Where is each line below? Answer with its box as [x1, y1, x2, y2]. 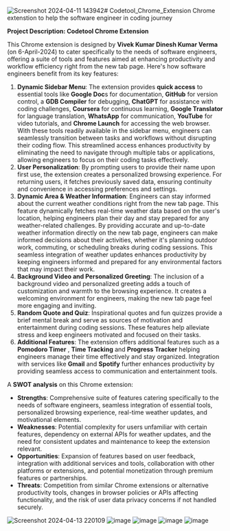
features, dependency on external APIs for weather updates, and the [16, 430, 211, 438]
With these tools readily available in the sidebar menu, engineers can [16, 127, 213, 134]
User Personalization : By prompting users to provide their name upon [16, 163, 216, 171]
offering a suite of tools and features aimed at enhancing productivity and [7, 55, 216, 63]
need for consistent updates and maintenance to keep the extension [16, 438, 211, 445]
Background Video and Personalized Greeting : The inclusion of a [16, 272, 205, 281]
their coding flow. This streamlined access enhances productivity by [16, 141, 211, 149]
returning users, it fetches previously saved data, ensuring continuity [16, 178, 212, 185]
